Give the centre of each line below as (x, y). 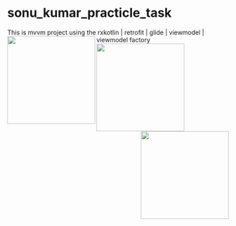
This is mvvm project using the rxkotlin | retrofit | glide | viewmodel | (106, 32)
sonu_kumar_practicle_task (90, 13)
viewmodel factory (124, 39)
